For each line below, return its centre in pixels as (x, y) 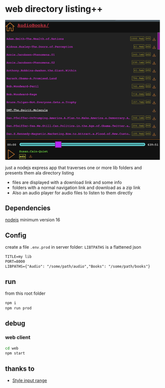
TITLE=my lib (18, 257)
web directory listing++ (54, 9)
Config (16, 235)
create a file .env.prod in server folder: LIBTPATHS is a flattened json (73, 247)
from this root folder (25, 293)
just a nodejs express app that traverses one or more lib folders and (74, 167)
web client (18, 337)
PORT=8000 (15, 262)
